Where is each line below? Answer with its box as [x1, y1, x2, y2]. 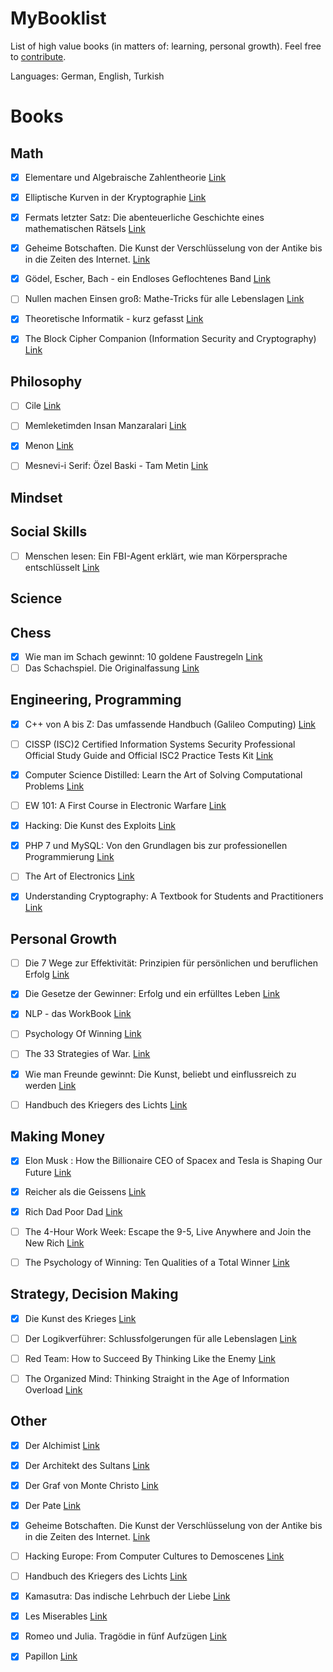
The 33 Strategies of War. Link [24, 1048, 151, 1060]
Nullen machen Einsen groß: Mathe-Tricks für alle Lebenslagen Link [24, 293, 305, 305]
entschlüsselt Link [24, 561, 100, 573]
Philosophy [10, 373, 83, 390]
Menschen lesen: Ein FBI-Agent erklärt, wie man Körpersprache [24, 550, 288, 562]
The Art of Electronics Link [24, 870, 135, 882]
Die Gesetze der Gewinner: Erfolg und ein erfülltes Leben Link [24, 988, 280, 1000]
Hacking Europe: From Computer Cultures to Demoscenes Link [24, 1550, 285, 1562]
